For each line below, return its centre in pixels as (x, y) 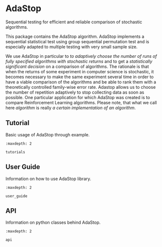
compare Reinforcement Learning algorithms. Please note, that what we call (81, 102)
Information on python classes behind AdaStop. (53, 222)
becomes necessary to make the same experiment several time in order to (80, 77)
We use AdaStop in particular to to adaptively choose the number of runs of (81, 56)
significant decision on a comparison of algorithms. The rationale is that (77, 66)
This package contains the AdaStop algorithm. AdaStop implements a (75, 36)
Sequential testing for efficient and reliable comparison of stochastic (74, 22)
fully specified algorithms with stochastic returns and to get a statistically (79, 61)
